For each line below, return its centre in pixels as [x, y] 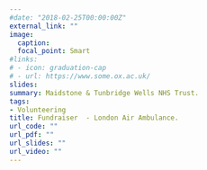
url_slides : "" [38, 143]
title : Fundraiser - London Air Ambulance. [94, 118]
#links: [24, 59]
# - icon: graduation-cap [58, 68]
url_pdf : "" [31, 135]
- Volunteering [38, 110]
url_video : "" [36, 151]
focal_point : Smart [54, 51]
